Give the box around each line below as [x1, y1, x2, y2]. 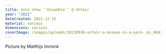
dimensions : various [5, 26, 48, 30]
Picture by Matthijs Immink [5, 44, 59, 49]
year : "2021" [5, 12, 32, 17]
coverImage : [5, 30, 30, 35]
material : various [5, 21, 43, 26]
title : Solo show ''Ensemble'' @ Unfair [5, 7, 90, 12]
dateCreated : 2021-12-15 [5, 16, 56, 21]
